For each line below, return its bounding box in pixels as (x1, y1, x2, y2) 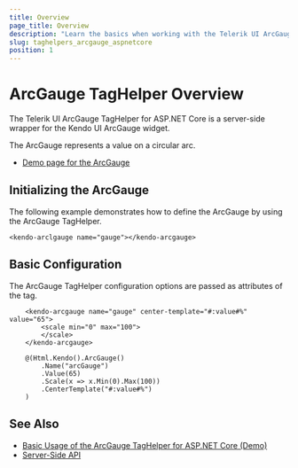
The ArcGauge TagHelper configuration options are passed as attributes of (9, 280, 283, 291)
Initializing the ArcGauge (9, 183, 149, 198)
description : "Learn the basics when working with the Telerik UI (9, 29, 260, 38)
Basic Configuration (9, 257, 122, 272)
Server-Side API (21, 449, 82, 460)
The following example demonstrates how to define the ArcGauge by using (9, 206, 283, 217)
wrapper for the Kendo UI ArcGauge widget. (9, 123, 170, 134)
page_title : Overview (9, 21, 90, 30)
